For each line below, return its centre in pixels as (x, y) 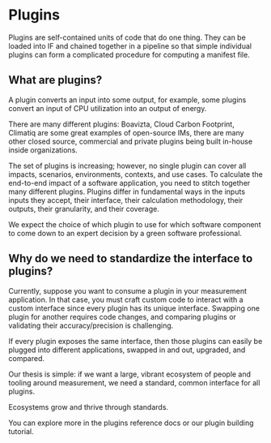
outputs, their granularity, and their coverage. (84, 209)
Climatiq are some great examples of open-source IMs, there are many (126, 132)
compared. (27, 358)
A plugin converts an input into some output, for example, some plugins (127, 100)
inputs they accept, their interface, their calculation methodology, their (126, 200)
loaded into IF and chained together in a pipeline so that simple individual (130, 45)
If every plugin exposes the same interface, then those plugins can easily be (135, 341)
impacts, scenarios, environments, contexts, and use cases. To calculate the (135, 174)
